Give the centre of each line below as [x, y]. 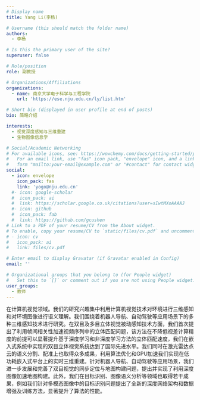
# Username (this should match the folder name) [68, 28]
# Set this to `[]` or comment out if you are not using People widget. [101, 280]
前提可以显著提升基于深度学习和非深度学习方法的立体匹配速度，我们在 [102, 339]
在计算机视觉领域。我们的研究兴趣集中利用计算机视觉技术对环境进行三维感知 [100, 309]
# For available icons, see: [42, 154]
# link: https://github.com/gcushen [58, 220]
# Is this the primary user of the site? [58, 50]
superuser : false [28, 55]
